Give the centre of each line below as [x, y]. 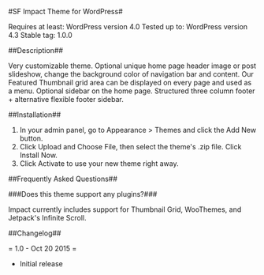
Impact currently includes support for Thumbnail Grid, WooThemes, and [125, 209]
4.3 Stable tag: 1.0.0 [40, 35]
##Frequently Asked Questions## [63, 179]
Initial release [41, 264]
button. [31, 138]
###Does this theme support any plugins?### [83, 194]
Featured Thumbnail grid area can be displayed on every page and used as [130, 83]
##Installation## [35, 115]
